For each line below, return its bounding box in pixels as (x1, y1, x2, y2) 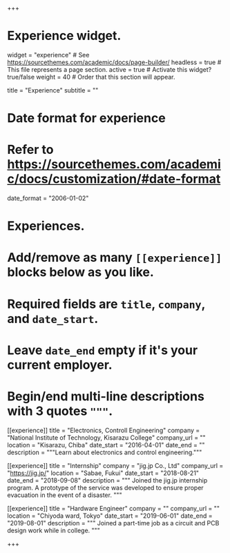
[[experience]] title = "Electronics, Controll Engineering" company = (7, 426, 200, 434)
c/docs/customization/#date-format (7, 171, 221, 187)
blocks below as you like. (7, 264, 154, 280)
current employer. (7, 357, 113, 373)
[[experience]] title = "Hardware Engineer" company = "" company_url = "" (7, 504, 220, 512)
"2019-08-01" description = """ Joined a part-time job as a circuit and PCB (7, 518, 220, 527)
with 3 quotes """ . (7, 403, 113, 418)
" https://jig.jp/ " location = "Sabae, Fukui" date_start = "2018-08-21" (7, 469, 199, 477)
